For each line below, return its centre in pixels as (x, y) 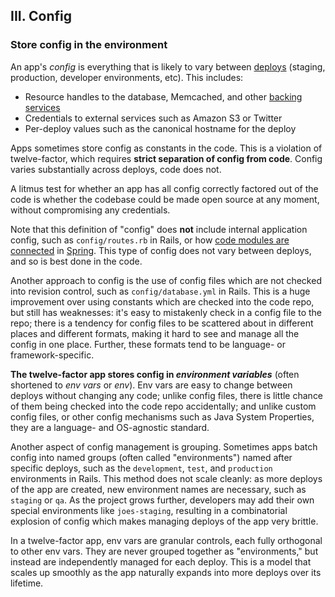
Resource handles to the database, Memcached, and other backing (163, 96)
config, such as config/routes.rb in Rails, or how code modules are (150, 240)
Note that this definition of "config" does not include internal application (159, 229)
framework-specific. (52, 355)
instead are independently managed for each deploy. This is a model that (161, 561)
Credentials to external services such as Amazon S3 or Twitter (153, 118)
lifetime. (27, 583)
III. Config (41, 16)
